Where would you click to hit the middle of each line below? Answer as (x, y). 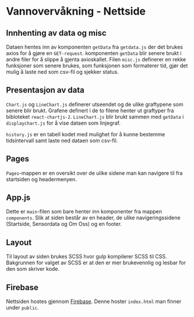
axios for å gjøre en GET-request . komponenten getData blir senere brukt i (94, 53)
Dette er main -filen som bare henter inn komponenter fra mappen (84, 212)
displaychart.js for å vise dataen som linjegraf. (64, 123)
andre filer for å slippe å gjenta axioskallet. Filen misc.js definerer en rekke (96, 59)
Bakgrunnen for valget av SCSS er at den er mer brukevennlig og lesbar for (96, 263)
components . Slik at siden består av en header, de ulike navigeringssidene (93, 218)
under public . (22, 308)
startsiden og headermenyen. (41, 179)
